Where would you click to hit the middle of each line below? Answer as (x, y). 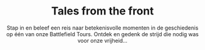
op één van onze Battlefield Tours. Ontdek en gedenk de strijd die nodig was (103, 34)
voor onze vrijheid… (103, 40)
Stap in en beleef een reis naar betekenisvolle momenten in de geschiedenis (103, 28)
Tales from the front (103, 11)
